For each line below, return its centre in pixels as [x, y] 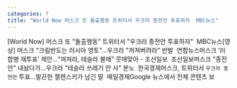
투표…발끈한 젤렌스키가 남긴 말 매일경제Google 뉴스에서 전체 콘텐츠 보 [117, 76]
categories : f [28, 14]
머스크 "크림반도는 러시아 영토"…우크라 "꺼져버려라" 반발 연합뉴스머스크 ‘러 [121, 50]
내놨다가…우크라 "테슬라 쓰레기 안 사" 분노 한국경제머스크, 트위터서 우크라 [119, 68]
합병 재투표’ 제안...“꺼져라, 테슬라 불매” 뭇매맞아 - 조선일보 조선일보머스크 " [111, 59]
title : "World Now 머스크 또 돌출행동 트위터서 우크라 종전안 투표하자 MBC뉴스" [113, 20]
